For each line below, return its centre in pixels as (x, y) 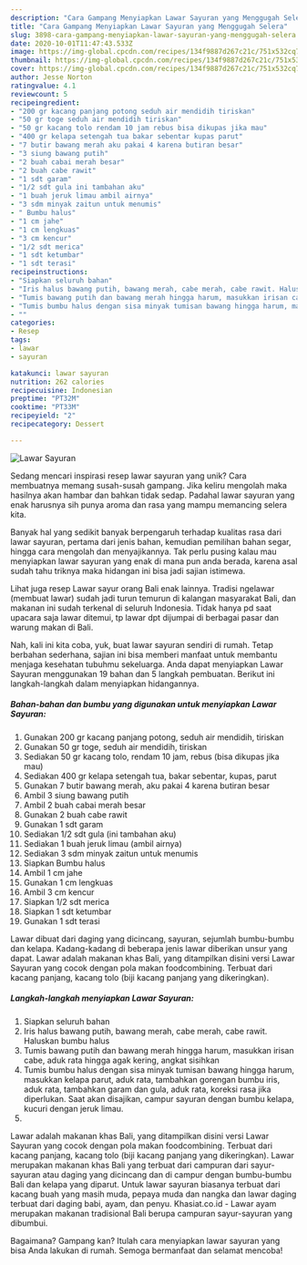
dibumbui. (29, 1223)
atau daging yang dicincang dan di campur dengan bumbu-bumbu (167, 1174)
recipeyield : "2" (43, 416)
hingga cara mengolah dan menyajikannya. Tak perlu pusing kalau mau (143, 551)
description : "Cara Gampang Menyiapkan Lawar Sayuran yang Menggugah (145, 18)
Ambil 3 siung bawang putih (76, 795)
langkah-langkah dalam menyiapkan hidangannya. (105, 684)
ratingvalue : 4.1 (43, 86)
